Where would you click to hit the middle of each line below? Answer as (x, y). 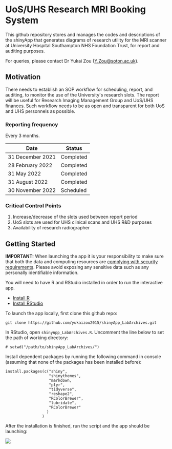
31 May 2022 (25, 174)
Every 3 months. (23, 136)
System (22, 20)
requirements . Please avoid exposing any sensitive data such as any (77, 267)
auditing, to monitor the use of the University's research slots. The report (82, 95)
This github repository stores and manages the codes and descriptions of (83, 34)
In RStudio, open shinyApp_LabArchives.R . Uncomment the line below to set (85, 333)
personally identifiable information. (42, 272)
